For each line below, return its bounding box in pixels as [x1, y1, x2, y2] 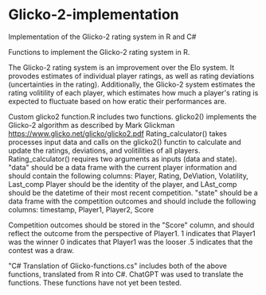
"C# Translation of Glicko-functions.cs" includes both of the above [8, 261, 227, 270]
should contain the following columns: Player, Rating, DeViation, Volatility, [8, 171, 248, 180]
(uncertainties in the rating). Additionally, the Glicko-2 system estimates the [8, 80, 256, 89]
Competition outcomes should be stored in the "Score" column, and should [8, 220, 255, 230]
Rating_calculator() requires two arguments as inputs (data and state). [8, 153, 237, 164]
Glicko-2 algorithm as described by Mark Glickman [8, 120, 175, 130]
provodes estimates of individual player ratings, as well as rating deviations [8, 71, 255, 80]
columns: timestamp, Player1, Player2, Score [8, 204, 154, 214]
